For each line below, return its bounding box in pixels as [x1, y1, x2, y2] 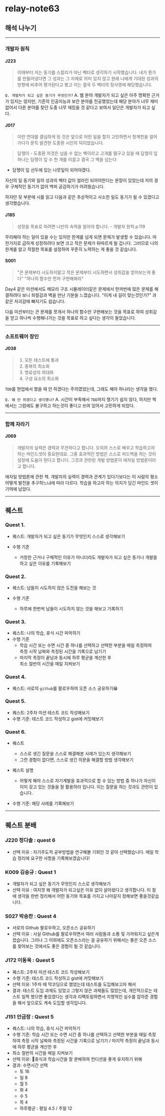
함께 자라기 [5, 420, 30, 427]
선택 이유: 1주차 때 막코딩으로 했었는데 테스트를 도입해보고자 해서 [12, 981, 136, 987]
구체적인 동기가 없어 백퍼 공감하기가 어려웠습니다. [10, 184, 105, 190]
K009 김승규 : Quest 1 [5, 868, 56, 875]
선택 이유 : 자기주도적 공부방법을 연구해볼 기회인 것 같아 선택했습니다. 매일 [12, 849, 154, 855]
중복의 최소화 [24, 363, 50, 369]
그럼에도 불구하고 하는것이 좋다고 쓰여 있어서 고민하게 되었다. [18, 402, 135, 409]
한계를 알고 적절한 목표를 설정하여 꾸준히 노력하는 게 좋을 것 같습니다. [5, 246, 137, 252]
